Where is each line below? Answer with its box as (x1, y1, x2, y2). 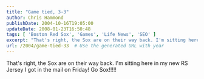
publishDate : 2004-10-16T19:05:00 (6, 20, 94, 26)
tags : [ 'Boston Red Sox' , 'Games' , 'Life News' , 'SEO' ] (6, 32, 156, 38)
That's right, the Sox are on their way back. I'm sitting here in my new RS (6, 59, 188, 67)
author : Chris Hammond (6, 15, 64, 21)
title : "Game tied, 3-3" (6, 9, 69, 15)
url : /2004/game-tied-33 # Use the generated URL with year (6, 43, 165, 49)
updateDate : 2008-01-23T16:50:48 (6, 26, 91, 32)
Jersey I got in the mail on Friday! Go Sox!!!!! (6, 66, 117, 73)
